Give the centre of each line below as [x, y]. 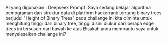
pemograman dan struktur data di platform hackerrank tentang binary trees [83, 13]
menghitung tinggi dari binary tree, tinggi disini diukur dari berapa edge [80, 23]
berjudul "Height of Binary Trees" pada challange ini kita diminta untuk [79, 18]
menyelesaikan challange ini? [36, 34]
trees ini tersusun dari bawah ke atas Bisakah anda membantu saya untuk [82, 29]
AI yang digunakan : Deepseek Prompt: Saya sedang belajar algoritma [78, 7]
